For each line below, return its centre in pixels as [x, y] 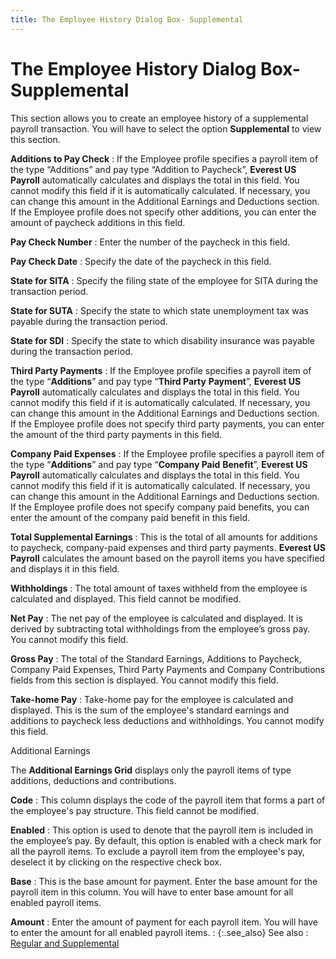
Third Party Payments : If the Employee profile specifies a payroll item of [161, 370]
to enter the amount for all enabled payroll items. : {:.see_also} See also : [159, 932]
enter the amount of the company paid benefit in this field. [130, 517]
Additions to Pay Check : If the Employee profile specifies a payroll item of [164, 158]
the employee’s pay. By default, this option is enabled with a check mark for [166, 840]
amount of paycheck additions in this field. [98, 222]
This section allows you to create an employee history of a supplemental [159, 118]
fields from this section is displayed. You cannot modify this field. [144, 680]
